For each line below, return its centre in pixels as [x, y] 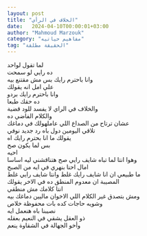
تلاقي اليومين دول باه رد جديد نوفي [51, 130]
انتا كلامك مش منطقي [35, 189]
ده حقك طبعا [23, 101]
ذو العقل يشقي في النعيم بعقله [46, 218]
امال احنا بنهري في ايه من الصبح [48, 167]
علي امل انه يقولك [31, 87]
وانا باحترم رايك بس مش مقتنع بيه [50, 79]
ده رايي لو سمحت [30, 72]
